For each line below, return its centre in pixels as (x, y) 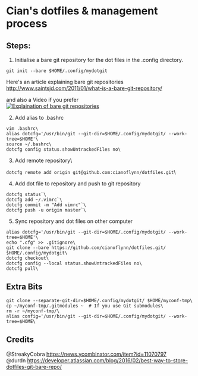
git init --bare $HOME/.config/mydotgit (57, 71)
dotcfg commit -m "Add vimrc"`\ (46, 205)
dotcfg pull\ (22, 269)
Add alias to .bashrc (39, 118)
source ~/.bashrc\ (29, 144)
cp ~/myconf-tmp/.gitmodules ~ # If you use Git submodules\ (85, 306)
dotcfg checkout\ (28, 258)
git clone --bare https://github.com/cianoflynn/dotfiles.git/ (86, 248)
